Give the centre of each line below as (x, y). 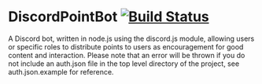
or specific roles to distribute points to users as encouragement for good (126, 46)
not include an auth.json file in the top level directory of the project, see (124, 64)
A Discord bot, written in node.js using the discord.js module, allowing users (131, 38)
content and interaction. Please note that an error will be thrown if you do (127, 55)
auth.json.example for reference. (61, 71)
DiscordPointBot (63, 17)
